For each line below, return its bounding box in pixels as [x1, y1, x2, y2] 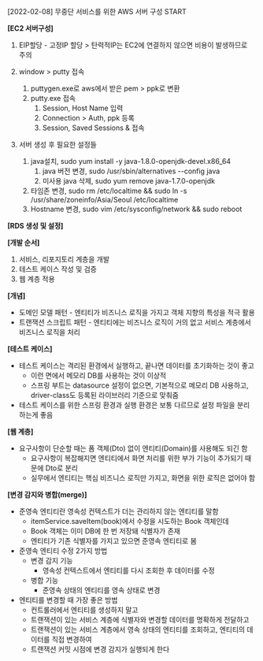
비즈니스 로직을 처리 [18, 328, 80, 336]
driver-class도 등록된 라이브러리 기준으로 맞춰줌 [30, 391, 179, 399]
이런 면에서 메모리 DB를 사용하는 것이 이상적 [30, 371, 167, 380]
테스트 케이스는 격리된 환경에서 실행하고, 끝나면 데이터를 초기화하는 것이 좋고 [18, 361, 255, 370]
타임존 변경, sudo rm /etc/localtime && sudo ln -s [30, 186, 187, 195]
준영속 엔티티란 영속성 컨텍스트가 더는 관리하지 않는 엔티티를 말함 [18, 507, 219, 516]
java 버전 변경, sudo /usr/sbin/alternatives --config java [42, 166, 220, 176]
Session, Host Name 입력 [42, 103, 124, 113]
